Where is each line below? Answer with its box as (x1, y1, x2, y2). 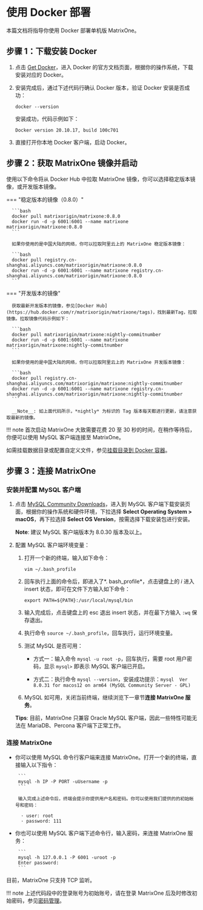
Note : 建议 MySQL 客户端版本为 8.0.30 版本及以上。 (15, 528, 145, 536)
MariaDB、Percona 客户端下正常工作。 (27, 722, 124, 729)
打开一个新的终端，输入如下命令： (24, 554, 110, 562)
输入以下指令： (20, 761, 58, 768)
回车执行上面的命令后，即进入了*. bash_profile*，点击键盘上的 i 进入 (24, 578, 195, 585)
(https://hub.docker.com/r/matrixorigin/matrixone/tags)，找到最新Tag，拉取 (6, 309, 198, 315)
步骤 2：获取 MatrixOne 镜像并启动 (6, 158, 138, 169)
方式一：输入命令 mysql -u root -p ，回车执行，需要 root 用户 (33, 655, 187, 662)
